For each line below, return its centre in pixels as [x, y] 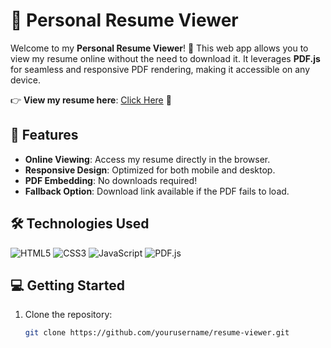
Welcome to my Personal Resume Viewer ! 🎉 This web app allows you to [159, 48]
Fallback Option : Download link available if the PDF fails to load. [157, 191]
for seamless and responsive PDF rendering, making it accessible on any [160, 69]
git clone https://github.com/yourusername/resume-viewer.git [157, 333]
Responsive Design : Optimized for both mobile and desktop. [150, 170]
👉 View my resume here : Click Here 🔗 [91, 100]
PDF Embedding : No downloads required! [111, 180]
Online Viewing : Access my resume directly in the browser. [147, 159]
